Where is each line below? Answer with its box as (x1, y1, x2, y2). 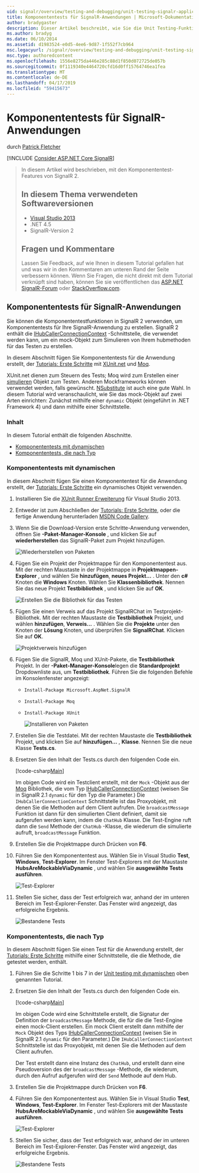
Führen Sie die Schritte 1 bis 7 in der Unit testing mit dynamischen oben (15, 970, 189, 977)
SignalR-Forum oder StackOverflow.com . (21, 285, 121, 292)
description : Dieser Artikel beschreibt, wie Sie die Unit (6, 25, 155, 31)
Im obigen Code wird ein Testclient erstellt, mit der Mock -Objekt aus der (15, 778, 190, 786)
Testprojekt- (153, 607, 184, 615)
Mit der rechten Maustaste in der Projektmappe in (15, 566, 136, 573)
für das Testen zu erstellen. (6, 343, 73, 350)
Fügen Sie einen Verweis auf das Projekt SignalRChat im (15, 607, 152, 615)
